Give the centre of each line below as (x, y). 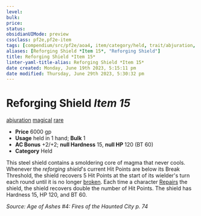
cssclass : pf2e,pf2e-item (39, 40)
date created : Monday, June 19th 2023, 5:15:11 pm (71, 68)
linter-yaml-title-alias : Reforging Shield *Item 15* (75, 62)
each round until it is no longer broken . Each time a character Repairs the (97, 182)
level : (14, 12)
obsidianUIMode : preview (37, 34)
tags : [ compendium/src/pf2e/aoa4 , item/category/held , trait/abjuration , (101, 46)
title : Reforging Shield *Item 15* (51, 57)
